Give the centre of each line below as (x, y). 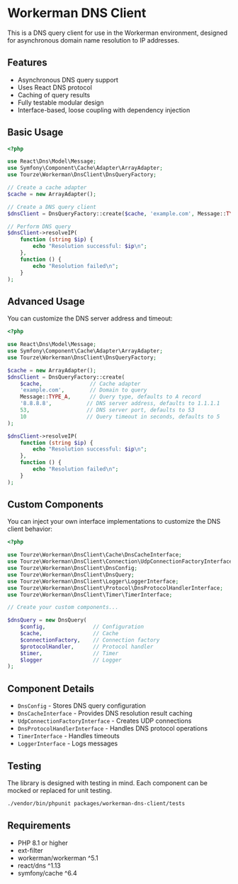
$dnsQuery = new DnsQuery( (47, 620)
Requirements (39, 826)
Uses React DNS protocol (55, 87)
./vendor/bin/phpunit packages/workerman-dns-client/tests (96, 803)
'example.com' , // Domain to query (84, 390)
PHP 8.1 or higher (43, 843)
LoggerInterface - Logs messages (68, 743)
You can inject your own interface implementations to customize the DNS (114, 522)
